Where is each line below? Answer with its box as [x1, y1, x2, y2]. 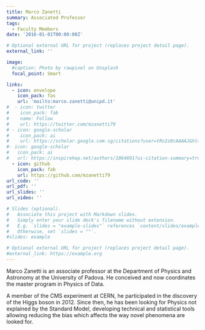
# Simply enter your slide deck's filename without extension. [6, 217, 176, 223]
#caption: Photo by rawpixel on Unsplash [12, 65, 119, 71]
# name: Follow [6, 115, 53, 122]
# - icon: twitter [6, 104, 56, 110]
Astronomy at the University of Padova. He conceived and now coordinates [6, 273, 196, 281]
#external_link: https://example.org [6, 251, 103, 257]
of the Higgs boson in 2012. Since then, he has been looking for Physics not [6, 298, 197, 306]
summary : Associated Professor [6, 15, 86, 21]
